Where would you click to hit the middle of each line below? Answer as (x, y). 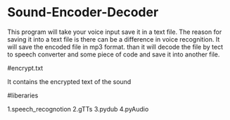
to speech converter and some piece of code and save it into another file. (114, 54)
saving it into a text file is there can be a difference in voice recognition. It (114, 39)
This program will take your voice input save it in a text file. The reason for (115, 32)
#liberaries (23, 95)
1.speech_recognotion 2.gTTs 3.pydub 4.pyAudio (78, 109)
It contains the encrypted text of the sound (69, 81)
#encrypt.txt (25, 68)
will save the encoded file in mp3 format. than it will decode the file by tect (115, 47)
